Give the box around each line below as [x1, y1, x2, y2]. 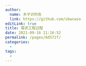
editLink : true [5, 21, 37, 26]
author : [5, 7, 21, 12]
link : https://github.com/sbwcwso [9, 16, 81, 21]
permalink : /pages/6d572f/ [5, 35, 61, 40]
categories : [5, 40, 30, 45]
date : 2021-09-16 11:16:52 [5, 30, 61, 35]
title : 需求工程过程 [5, 26, 43, 31]
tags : [5, 49, 16, 54]
